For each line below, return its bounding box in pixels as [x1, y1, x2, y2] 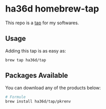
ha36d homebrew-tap [5, 3, 99, 15]
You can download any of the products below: [5, 84, 101, 91]
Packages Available [5, 71, 68, 80]
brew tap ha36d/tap [5, 58, 46, 63]
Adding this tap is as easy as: [5, 47, 67, 53]
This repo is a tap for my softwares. [5, 20, 79, 26]
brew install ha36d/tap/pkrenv [5, 99, 71, 104]
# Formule [5, 94, 26, 99]
